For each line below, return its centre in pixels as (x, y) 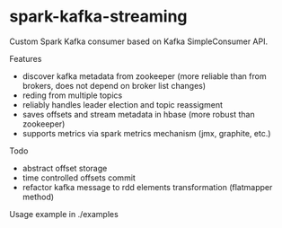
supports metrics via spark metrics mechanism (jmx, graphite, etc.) (146, 133)
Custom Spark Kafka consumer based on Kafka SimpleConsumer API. (139, 41)
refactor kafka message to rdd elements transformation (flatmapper (147, 187)
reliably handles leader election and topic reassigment (122, 104)
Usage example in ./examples (64, 214)
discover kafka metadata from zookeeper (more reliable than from (144, 76)
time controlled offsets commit (79, 178)
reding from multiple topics (72, 95)
